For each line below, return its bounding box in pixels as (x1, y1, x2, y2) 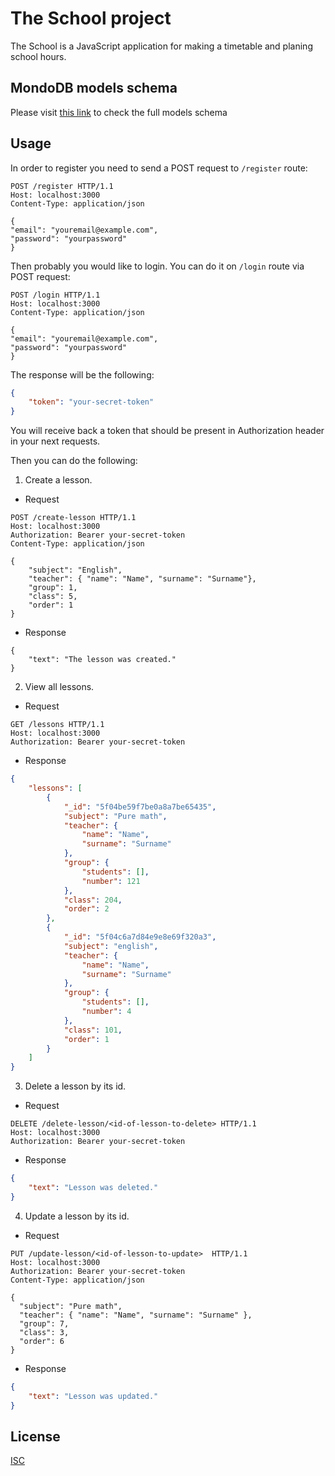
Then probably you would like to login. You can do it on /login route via (10, 260, 305, 272)
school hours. (10, 50, 67, 62)
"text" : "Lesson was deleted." (28, 1183, 159, 1193)
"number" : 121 (81, 876, 141, 886)
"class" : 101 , (63, 1025, 123, 1035)
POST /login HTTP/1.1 (10, 290, 101, 300)
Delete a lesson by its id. (24, 1080, 127, 1092)
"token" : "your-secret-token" (28, 397, 155, 407)
